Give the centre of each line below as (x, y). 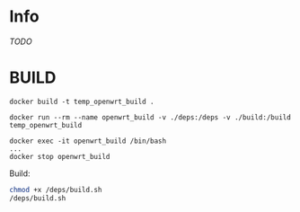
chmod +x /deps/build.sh (56, 190)
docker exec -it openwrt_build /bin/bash (88, 141)
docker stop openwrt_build (60, 156)
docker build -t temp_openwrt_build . (82, 102)
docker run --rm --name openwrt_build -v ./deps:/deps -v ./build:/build (150, 117)
